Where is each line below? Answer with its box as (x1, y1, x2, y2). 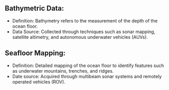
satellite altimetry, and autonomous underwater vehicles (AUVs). (12, 34, 148, 40)
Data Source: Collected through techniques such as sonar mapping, (12, 28, 156, 35)
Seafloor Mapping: (5, 49, 66, 58)
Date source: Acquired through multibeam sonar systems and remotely (12, 73, 162, 79)
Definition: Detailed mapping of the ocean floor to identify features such (12, 62, 164, 69)
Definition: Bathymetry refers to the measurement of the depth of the (12, 17, 158, 24)
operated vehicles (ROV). (12, 79, 66, 85)
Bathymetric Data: (5, 4, 65, 13)
